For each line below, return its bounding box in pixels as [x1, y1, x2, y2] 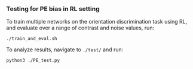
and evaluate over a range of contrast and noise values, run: [6, 24, 154, 31]
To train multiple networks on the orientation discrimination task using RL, [6, 18, 188, 25]
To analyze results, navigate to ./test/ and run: [6, 46, 124, 53]
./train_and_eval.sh [6, 36, 58, 42]
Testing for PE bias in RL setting [6, 5, 100, 13]
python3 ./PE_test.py [6, 58, 60, 64]
